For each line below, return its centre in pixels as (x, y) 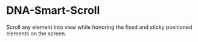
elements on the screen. (36, 33)
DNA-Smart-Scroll (53, 10)
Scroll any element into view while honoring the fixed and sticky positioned (99, 27)
